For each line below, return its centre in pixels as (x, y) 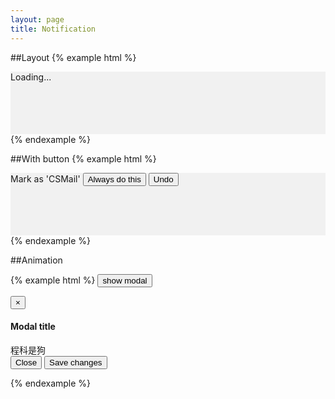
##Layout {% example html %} (73, 57)
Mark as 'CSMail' (45, 178)
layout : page (37, 19)
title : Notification (53, 29)
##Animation (36, 260)
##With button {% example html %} (83, 158)
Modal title (33, 327)
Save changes (76, 362)
